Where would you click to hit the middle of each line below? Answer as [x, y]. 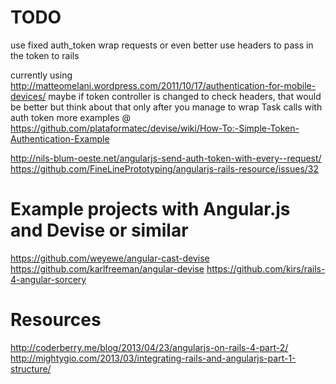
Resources [56, 320]
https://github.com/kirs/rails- [266, 268]
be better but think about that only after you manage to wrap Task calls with [166, 107]
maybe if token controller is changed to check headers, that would [185, 96]
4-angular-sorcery [48, 279]
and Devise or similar [99, 230]
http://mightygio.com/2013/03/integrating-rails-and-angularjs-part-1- [153, 358]
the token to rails [45, 55]
